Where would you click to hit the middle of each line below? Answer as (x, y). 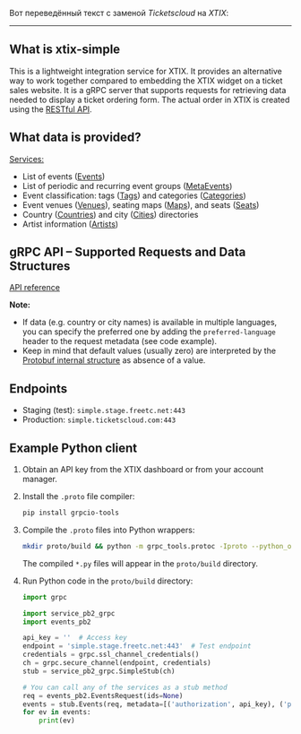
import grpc (44, 597)
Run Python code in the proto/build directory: (107, 581)
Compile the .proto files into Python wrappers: (108, 530)
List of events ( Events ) (64, 176)
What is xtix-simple (65, 50)
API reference (35, 288)
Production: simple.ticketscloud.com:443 (99, 419)
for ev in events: (56, 712)
